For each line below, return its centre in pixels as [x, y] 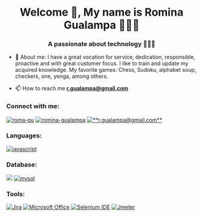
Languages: [24, 136]
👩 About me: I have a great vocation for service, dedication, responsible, [105, 57]
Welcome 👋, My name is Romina [102, 12]
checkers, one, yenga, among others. [62, 76]
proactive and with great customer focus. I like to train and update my [102, 63]
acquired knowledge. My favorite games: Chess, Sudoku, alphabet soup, [106, 70]
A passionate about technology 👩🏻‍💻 [102, 44]
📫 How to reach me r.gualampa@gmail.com [72, 88]
